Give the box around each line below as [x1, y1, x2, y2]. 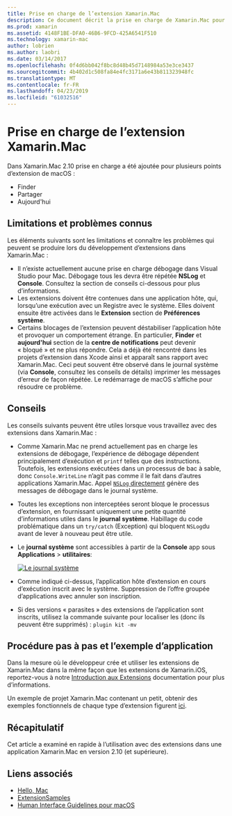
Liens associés [7, 767, 73, 779]
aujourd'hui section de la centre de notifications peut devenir [17, 338, 197, 346]
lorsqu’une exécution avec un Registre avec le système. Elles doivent [17, 301, 215, 309]
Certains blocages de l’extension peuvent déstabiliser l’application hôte [17, 323, 222, 332]
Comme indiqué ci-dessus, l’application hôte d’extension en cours [17, 577, 206, 585]
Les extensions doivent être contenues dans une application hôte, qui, [17, 293, 219, 302]
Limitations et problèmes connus [7, 218, 153, 229]
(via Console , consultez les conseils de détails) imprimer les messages [17, 368, 221, 376]
